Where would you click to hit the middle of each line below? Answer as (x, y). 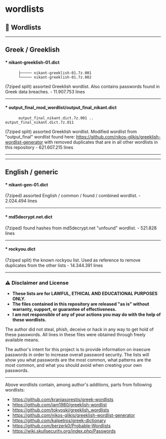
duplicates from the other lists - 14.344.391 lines (54, 265)
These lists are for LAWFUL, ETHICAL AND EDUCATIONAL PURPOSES (85, 294)
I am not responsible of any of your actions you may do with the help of (86, 314)
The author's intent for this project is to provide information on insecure (78, 350)
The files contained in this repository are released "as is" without (81, 304)
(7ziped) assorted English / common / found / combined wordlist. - (73, 196)
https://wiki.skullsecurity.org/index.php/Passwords (64, 431)
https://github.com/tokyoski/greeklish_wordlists (61, 410)
